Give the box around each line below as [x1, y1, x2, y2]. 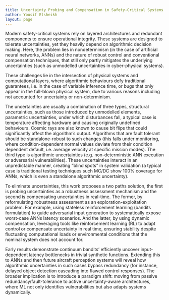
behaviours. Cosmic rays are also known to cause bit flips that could [5, 125, 147, 131]
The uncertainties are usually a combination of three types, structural [5, 104, 149, 110]
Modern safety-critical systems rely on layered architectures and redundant [5, 31, 162, 37]
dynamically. [5, 289, 32, 295]
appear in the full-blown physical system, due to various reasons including [5, 89, 160, 95]
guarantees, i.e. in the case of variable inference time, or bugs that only [5, 83, 154, 89]
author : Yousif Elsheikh [5, 12, 58, 17]
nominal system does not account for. [5, 236, 84, 243]
